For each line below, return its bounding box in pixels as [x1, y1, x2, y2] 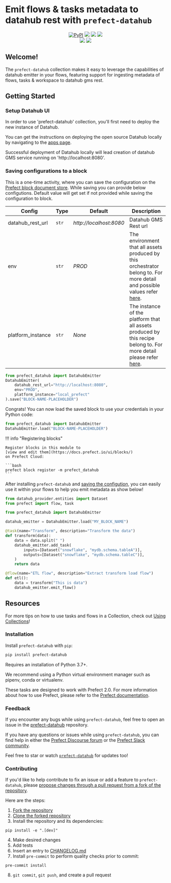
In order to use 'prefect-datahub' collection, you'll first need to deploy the [5, 119, 159, 125]
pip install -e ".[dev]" [5, 828, 58, 833]
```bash [5, 463, 22, 468]
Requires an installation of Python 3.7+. [5, 661, 88, 667]
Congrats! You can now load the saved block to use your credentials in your [5, 406, 164, 412]
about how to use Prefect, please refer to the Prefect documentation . [5, 692, 150, 698]
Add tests [12, 842, 33, 848]
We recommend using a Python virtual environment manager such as [5, 671, 150, 678]
